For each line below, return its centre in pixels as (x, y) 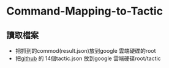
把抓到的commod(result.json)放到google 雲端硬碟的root (85, 51)
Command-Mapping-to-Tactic (85, 11)
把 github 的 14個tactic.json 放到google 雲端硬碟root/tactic (88, 58)
